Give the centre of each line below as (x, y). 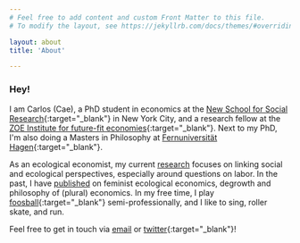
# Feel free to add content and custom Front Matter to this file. (137, 17)
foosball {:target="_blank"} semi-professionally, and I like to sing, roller (138, 202)
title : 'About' (37, 50)
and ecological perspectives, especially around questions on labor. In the (144, 173)
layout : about (36, 42)
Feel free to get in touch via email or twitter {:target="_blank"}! (123, 229)
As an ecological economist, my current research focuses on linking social (146, 164)
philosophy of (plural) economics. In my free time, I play (112, 192)
